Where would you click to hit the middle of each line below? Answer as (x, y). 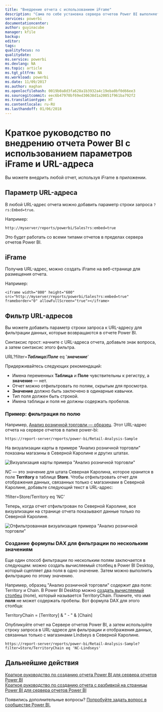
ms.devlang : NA (20, 64)
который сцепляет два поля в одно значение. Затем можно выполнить (79, 570)
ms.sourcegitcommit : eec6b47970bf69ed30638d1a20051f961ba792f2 (70, 95)
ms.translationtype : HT (29, 100)
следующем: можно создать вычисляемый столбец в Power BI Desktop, (80, 565)
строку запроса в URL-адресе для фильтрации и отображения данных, (79, 629)
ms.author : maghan (24, 86)
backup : (13, 37)
